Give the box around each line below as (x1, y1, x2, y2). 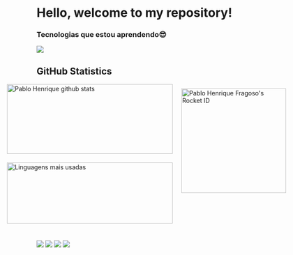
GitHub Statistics (36, 65, 112, 77)
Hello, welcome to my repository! (36, 5, 233, 21)
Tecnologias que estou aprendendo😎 (36, 30, 167, 40)
